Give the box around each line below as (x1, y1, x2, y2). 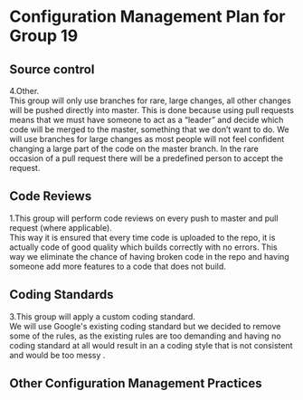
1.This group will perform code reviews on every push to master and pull (9, 213, 279, 224)
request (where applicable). (9, 222, 113, 233)
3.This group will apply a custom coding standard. (9, 310, 196, 322)
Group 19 (9, 25, 79, 46)
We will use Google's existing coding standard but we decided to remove (9, 320, 281, 331)
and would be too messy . (9, 349, 106, 360)
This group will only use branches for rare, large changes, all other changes (9, 95, 291, 106)
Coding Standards (9, 287, 114, 302)
